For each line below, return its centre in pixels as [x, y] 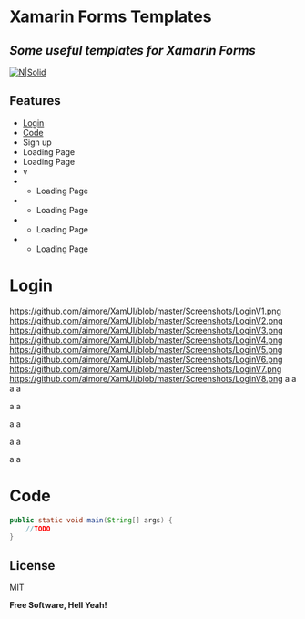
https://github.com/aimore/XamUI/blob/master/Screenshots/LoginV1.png [146, 311]
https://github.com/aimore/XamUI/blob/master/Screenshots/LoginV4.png [146, 340]
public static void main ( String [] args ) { [91, 520]
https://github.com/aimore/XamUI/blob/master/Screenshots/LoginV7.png [146, 369]
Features [35, 101]
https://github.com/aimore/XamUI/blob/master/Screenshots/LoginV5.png [146, 349]
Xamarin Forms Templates [111, 17]
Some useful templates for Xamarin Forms [133, 51]
